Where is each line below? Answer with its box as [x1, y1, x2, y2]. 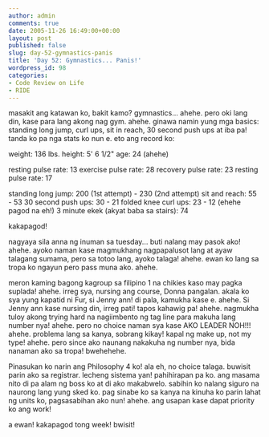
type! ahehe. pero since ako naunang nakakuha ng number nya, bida [8, 338, 235, 347]
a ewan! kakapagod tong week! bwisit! [8, 420, 135, 430]
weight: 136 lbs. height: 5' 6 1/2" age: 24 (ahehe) [8, 149, 169, 159]
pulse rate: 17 [8, 173, 53, 183]
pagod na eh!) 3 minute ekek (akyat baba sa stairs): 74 [8, 206, 189, 216]
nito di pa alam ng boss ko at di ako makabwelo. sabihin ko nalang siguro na [8, 378, 259, 389]
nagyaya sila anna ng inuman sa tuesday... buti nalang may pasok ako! [8, 237, 241, 247]
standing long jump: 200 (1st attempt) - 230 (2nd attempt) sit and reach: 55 [8, 189, 257, 199]
